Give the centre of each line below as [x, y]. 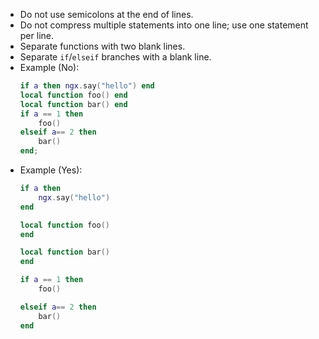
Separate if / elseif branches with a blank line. [115, 57]
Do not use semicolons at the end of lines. [106, 14]
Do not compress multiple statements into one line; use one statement [164, 25]
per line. [36, 35]
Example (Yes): [51, 170]
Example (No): [49, 67]
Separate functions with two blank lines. [102, 46]
